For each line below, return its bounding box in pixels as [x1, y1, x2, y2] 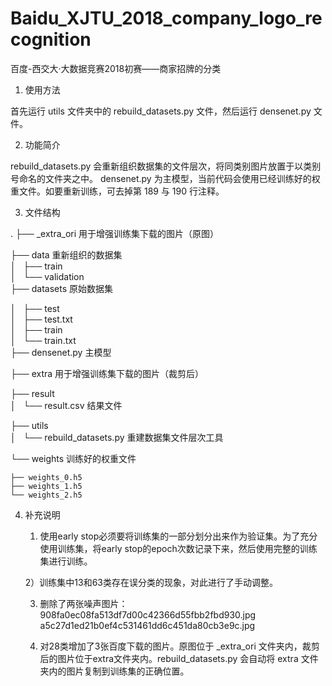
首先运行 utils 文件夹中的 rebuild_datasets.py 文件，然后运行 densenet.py [10, 105, 312, 117]
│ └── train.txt [10, 334, 77, 346]
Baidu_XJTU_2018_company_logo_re [10, 7, 323, 30]
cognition [10, 28, 92, 51]
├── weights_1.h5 [10, 481, 83, 491]
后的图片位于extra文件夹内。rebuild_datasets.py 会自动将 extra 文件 [39, 652, 319, 664]
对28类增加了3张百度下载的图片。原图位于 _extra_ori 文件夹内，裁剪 [39, 640, 320, 652]
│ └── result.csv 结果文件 [10, 399, 123, 411]
